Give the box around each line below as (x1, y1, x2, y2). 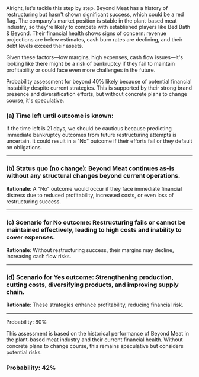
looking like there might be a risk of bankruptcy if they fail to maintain (6, 60, 175, 67)
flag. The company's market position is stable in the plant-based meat (6, 17, 177, 24)
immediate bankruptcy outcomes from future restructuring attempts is (6, 132, 177, 139)
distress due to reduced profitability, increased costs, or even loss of (6, 191, 174, 199)
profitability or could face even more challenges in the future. (6, 66, 156, 74)
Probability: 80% (6, 318, 47, 325)
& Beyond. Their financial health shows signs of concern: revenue (6, 30, 167, 37)
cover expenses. (6, 233, 55, 241)
